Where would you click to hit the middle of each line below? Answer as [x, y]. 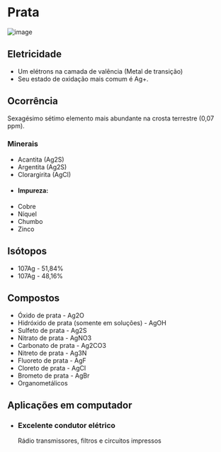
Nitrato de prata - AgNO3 [55, 338]
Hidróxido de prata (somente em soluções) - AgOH [92, 322]
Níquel [27, 214]
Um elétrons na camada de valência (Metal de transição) [100, 71]
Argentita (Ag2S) [42, 166]
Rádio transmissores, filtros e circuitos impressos [89, 441]
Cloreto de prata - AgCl [52, 368]
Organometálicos [43, 383]
